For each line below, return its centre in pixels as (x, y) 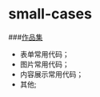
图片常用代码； (44, 64)
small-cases (50, 14)
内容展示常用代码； (52, 74)
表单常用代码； (44, 54)
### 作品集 (26, 37)
